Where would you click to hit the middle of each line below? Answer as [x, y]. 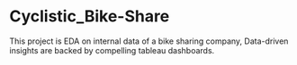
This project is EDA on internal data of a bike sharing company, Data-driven [149, 41]
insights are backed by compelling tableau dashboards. [112, 50]
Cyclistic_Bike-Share [90, 16]
